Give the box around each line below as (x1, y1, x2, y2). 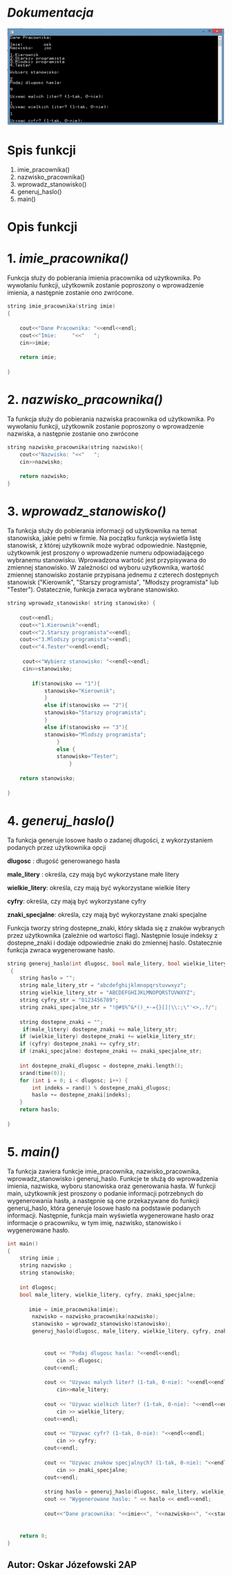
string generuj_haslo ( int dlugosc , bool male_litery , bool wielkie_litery (7, 960, 227, 967)
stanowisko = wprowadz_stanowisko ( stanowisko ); (32, 1321, 171, 1328)
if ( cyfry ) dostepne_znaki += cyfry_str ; (19, 1040, 140, 1047)
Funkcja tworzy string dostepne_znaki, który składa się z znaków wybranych (7, 923, 225, 932)
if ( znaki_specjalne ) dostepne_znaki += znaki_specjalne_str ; (19, 1048, 202, 1055)
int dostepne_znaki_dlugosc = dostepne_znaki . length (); (19, 1062, 184, 1069)
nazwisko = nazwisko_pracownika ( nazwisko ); (32, 1313, 159, 1320)
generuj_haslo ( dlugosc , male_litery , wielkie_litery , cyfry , (32, 1328, 212, 1335)
